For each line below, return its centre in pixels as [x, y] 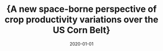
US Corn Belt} [81, 30]
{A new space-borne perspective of [81, 9]
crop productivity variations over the [81, 20]
